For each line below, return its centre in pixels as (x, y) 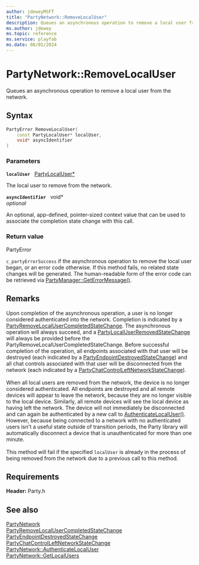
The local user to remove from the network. (59, 185)
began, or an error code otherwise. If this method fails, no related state (92, 267)
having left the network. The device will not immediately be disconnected (95, 408)
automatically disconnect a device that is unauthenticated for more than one (99, 433)
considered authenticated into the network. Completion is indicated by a (94, 319)
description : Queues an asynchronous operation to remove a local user (96, 23)
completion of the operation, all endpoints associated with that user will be (97, 351)
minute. (15, 439)
